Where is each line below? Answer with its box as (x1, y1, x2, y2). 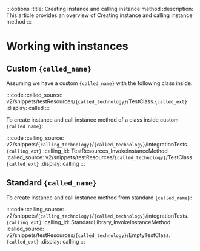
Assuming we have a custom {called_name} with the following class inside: (6, 80, 193, 87)
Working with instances (6, 40, 128, 53)
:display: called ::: (6, 105, 50, 111)
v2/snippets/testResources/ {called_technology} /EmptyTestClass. (6, 231, 171, 239)
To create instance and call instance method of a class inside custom (6, 116, 179, 123)
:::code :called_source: (6, 91, 63, 98)
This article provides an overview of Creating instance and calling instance (6, 12, 193, 19)
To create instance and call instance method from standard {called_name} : (6, 194, 192, 201)
